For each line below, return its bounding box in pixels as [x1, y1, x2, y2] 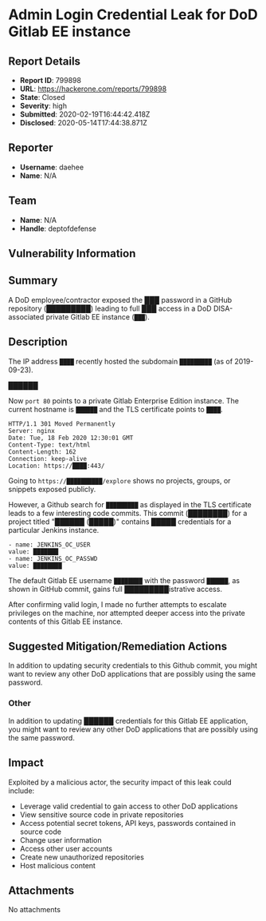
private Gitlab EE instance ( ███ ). [45, 312, 150, 321]
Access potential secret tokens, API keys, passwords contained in [19, 818, 237, 828]
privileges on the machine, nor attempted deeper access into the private [8, 608, 245, 617]
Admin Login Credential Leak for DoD [8, 6, 258, 24]
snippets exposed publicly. [8, 484, 96, 494]
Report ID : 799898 [19, 76, 82, 85]
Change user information [19, 835, 102, 844]
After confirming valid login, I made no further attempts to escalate [8, 599, 227, 609]
